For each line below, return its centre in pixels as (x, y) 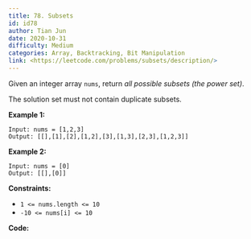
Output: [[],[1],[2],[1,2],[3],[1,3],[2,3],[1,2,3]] (99, 136)
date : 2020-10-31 (37, 38)
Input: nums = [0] (39, 166)
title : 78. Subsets (41, 16)
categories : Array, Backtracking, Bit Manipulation (97, 53)
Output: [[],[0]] (37, 173)
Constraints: (30, 188)
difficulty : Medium (41, 46)
